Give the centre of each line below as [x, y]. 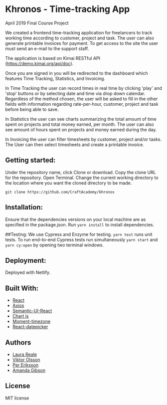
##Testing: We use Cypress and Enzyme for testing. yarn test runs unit [79, 234]
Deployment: [26, 260]
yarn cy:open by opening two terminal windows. [54, 245]
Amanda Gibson [29, 370]
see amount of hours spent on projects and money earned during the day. [81, 129]
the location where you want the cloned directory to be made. [69, 183]
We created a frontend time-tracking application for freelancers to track [79, 32]
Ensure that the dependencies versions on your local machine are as [76, 219]
